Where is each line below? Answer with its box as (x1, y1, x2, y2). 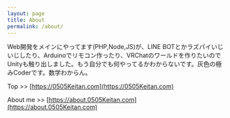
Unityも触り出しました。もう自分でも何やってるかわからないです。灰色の (7, 60, 216, 68)
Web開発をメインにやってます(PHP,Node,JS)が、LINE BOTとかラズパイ (7, 43, 212, 51)
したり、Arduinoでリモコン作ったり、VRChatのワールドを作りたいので (19, 51, 222, 59)
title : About (7, 17, 45, 23)
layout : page (7, 10, 45, 17)
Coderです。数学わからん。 (13, 68, 92, 77)
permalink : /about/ (7, 23, 64, 30)
